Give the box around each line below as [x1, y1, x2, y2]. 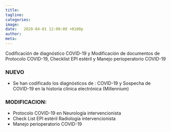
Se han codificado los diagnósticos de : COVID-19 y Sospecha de [12, 80, 151, 86]
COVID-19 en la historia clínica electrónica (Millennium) [12, 86, 129, 92]
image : [5, 22, 19, 27]
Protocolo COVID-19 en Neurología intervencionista [12, 110, 121, 116]
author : [5, 31, 22, 36]
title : [5, 7, 19, 13]
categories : [5, 17, 31, 22]
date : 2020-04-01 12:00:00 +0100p [5, 27, 83, 32]
